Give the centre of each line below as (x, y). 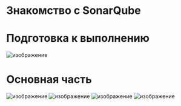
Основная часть (49, 80)
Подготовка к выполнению (78, 38)
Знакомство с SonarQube (74, 11)
